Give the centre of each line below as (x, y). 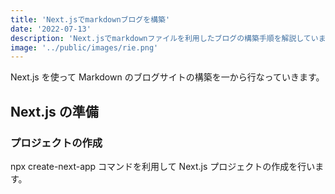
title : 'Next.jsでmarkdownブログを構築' (90, 19)
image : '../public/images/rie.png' (84, 47)
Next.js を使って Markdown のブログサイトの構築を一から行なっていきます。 (167, 77)
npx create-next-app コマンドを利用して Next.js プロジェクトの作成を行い (163, 166)
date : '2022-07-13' (51, 29)
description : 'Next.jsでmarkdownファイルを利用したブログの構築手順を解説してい (164, 38)
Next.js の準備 (54, 111)
